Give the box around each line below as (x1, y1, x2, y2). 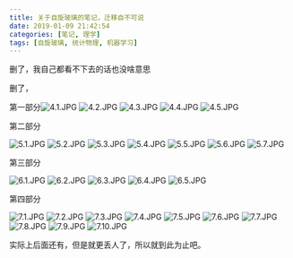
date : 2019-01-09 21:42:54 (9, 21, 110, 30)
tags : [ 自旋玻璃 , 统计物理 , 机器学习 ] (9, 38, 138, 47)
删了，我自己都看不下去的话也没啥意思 (9, 64, 151, 74)
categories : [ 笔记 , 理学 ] (9, 30, 101, 39)
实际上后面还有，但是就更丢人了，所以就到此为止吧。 (9, 239, 206, 251)
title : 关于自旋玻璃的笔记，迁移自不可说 (9, 13, 145, 22)
